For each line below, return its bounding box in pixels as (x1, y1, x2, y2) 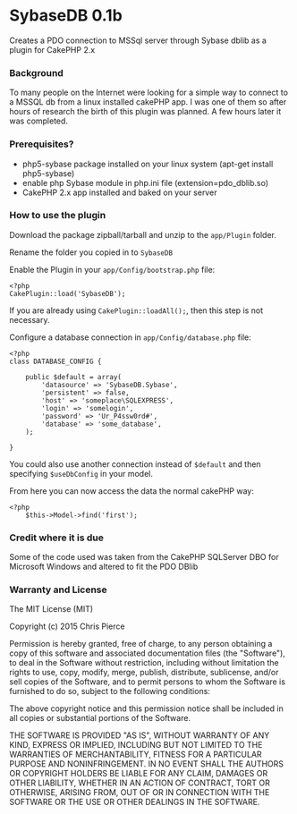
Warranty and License (9, 583, 107, 596)
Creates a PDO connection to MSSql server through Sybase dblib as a (9, 35, 267, 46)
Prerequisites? (9, 138, 74, 150)
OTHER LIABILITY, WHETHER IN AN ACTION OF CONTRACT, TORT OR (9, 777, 270, 788)
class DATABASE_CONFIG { (9, 357, 102, 366)
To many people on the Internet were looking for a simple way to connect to (9, 87, 289, 98)
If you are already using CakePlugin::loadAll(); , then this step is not (9, 305, 264, 316)
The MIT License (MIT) (9, 604, 94, 615)
